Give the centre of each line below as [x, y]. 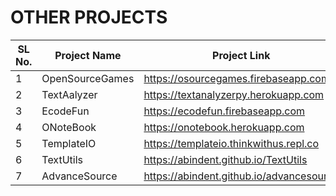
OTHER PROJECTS [89, 17]
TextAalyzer [69, 94]
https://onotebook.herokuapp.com [224, 127]
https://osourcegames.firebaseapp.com [236, 78]
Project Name [88, 55]
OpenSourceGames [88, 78]
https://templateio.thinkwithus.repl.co [231, 143]
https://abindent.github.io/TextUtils [225, 159]
